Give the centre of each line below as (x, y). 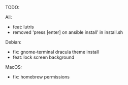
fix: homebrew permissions (41, 77)
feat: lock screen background (43, 57)
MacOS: (14, 67)
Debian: (13, 42)
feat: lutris (23, 27)
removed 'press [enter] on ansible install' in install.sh (68, 32)
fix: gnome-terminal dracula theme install (56, 52)
